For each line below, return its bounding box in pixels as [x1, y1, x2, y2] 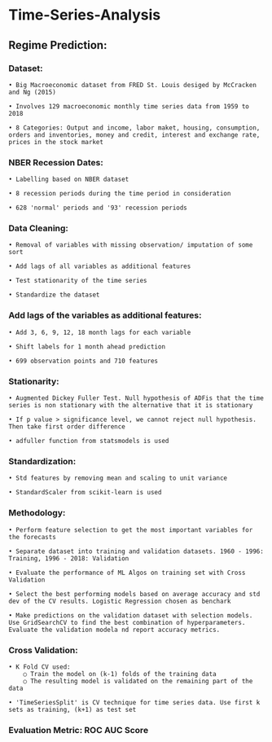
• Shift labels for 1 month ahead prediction [8, 342, 165, 351]
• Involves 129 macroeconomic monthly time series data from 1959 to [8, 102, 250, 111]
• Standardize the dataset [8, 291, 100, 299]
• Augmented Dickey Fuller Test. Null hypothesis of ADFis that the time [8, 394, 265, 402]
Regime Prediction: [8, 38, 107, 52]
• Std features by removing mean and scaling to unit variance [8, 474, 228, 482]
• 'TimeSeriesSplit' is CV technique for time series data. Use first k [8, 698, 261, 706]
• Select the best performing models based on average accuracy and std [8, 590, 261, 598]
